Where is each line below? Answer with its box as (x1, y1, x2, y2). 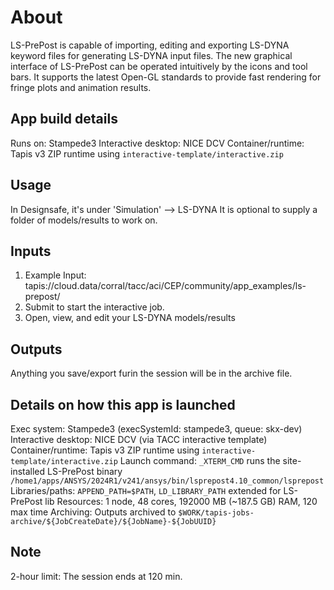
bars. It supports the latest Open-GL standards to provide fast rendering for (10, 71, 322, 83)
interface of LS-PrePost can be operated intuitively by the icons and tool (10, 60, 308, 72)
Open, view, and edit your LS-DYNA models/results (24, 312, 236, 324)
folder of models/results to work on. (10, 214, 158, 226)
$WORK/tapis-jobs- (178, 508, 255, 518)
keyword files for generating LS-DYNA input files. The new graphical (10, 49, 293, 61)
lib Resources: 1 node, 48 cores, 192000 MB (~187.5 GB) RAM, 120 (44, 496, 318, 507)
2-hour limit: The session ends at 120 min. (10, 570, 183, 582)
